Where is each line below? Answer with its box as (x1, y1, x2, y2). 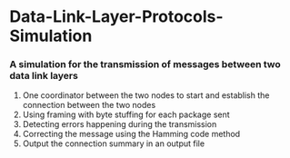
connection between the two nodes (22, 100, 156, 111)
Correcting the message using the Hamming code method (22, 129, 241, 140)
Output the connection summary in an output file (22, 138, 205, 149)
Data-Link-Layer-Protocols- (9, 6, 225, 27)
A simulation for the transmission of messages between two (9, 58, 281, 71)
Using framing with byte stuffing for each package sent (22, 109, 230, 120)
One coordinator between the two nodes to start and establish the (22, 90, 270, 101)
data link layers (9, 70, 79, 83)
